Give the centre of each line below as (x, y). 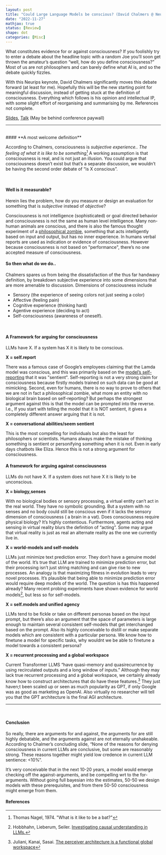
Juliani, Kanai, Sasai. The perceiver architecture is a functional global (83, 842)
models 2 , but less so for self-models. (43, 594)
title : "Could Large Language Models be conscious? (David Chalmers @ (80, 14)
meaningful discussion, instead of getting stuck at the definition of (73, 93)
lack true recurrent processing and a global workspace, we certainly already (83, 675)
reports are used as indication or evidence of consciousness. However (77, 242)
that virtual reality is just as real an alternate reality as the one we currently (81, 533)
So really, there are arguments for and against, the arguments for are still (79, 733)
